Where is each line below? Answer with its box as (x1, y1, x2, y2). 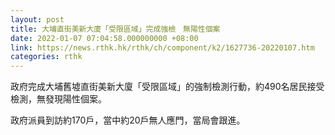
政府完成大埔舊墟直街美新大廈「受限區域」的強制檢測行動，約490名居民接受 (10, 81, 325, 93)
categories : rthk (10, 52, 83, 62)
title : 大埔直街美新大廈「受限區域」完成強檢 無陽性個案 (10, 24, 221, 34)
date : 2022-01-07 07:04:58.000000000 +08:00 (10, 33, 199, 43)
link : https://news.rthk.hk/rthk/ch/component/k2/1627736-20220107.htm (10, 42, 315, 53)
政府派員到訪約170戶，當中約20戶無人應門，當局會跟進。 (10, 114, 246, 126)
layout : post (10, 14, 65, 25)
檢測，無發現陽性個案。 (10, 93, 107, 105)
